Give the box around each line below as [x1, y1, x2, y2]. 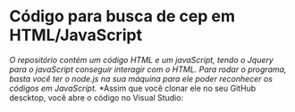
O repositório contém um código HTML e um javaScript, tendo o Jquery [9, 54, 274, 65]
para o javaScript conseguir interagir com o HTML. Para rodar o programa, [9, 64, 287, 75]
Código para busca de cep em [9, 6, 235, 27]
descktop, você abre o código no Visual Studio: [9, 92, 184, 103]
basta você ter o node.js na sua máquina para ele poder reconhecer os [9, 73, 273, 84]
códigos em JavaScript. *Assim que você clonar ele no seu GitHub [9, 83, 257, 93]
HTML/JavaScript [9, 25, 143, 45]
